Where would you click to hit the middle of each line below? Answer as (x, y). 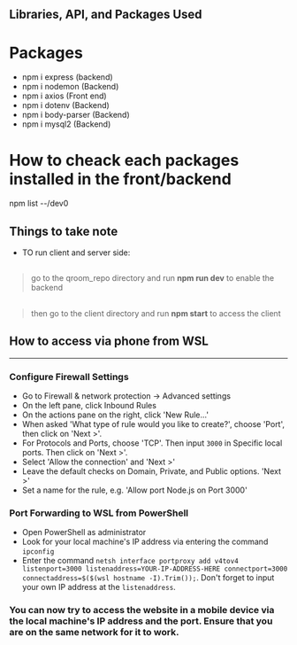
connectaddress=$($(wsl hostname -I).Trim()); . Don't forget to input (148, 578)
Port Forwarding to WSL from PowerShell (99, 513)
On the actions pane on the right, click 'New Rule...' (115, 415)
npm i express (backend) (67, 77)
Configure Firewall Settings (69, 377)
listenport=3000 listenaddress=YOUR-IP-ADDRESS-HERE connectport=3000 (155, 569)
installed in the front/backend (120, 179)
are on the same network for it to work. (94, 633)
